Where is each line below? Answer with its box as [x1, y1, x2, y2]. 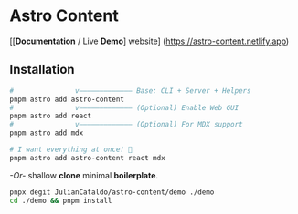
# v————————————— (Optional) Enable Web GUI [9, 103, 239, 112]
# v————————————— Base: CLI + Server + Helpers [9, 86, 251, 96]
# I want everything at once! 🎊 [9, 145, 133, 154]
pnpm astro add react [9, 111, 92, 121]
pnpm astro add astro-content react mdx [9, 153, 166, 162]
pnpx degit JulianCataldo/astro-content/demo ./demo [9, 188, 215, 197]
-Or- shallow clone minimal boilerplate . [9, 169, 158, 180]
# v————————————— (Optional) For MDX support [9, 120, 244, 129]
